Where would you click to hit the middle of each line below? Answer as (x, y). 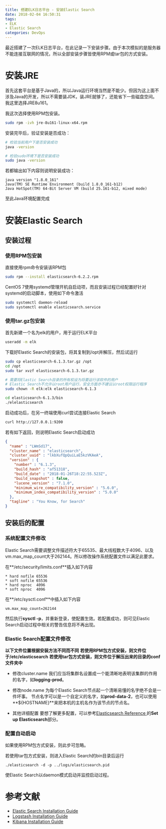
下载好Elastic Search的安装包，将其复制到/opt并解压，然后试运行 (72, 352)
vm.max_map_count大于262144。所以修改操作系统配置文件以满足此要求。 (81, 556)
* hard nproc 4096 (25, 585)
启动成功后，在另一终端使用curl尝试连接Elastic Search (60, 412)
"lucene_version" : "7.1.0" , (44, 483)
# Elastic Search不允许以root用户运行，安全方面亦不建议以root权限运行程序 (76, 384)
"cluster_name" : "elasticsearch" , (46, 451)
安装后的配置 (25, 523)
